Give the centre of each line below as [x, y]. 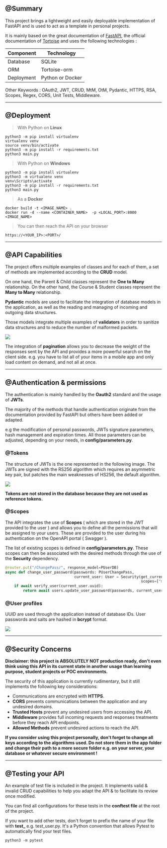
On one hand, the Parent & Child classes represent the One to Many [75, 282]
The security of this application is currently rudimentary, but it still [73, 681]
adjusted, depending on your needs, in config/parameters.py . [69, 440]
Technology [61, 53]
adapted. [14, 420]
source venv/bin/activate [32, 145]
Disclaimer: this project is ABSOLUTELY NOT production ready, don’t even [83, 661]
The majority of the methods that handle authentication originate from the [81, 410]
